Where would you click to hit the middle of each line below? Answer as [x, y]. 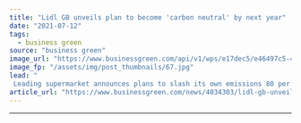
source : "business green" [57, 51]
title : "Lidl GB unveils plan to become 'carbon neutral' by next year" [148, 17]
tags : [19, 34]
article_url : [34, 92]
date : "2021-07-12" [46, 26]
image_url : [30, 59]
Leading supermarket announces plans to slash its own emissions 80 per [152, 84]
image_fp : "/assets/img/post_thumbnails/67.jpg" [102, 68]
